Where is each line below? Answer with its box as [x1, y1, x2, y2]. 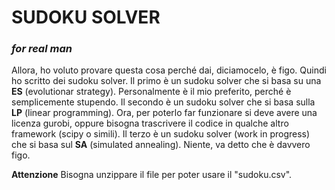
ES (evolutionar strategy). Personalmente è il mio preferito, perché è [11, 86, 292, 98]
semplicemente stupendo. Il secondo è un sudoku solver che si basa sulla [11, 96, 316, 108]
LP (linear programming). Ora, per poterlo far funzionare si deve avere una [11, 107, 318, 119]
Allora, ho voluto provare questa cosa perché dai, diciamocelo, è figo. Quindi [11, 64, 327, 76]
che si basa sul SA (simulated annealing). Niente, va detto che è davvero [11, 139, 311, 151]
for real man [11, 42, 73, 56]
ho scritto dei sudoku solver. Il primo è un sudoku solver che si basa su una [11, 75, 322, 87]
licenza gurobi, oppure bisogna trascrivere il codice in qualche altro [11, 117, 289, 130]
